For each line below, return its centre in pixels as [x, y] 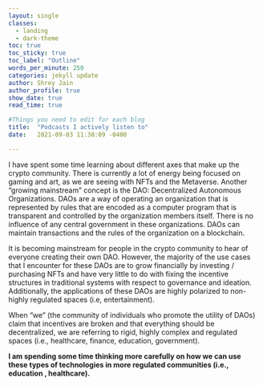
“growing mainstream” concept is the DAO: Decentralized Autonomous [125, 190]
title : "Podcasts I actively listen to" [79, 128]
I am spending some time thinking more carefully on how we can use [125, 356]
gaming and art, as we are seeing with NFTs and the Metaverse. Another [128, 181]
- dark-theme [37, 38]
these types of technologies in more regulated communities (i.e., [119, 364]
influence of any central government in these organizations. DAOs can [124, 224]
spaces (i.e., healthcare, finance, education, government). [104, 340]
